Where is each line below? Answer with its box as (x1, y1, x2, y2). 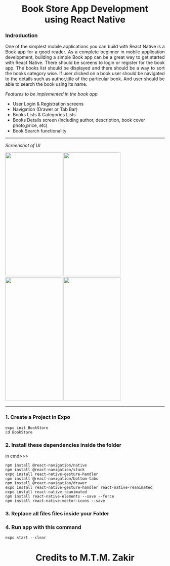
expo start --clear (5, 535, 47, 541)
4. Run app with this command (5, 523, 81, 530)
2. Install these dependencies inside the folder (5, 441, 121, 448)
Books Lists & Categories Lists (12, 112, 76, 118)
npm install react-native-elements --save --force (5, 494, 114, 499)
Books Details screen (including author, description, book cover (12, 117, 145, 123)
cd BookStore (5, 429, 33, 435)
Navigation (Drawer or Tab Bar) (12, 106, 78, 112)
